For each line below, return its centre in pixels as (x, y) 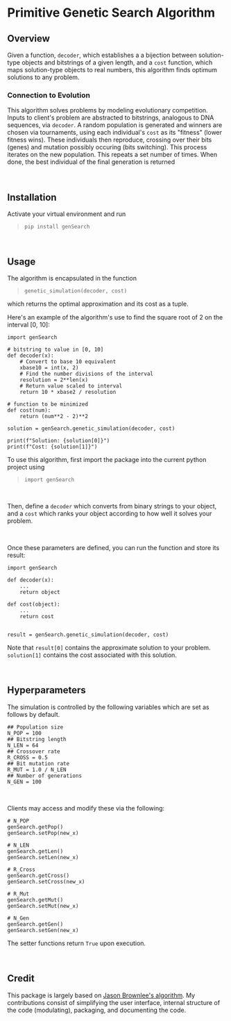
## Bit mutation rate (38, 763)
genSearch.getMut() (35, 900)
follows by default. (34, 714)
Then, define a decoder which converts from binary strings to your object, (112, 506)
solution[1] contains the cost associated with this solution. (92, 655)
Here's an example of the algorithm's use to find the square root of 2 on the (115, 317)
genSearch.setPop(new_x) (43, 833)
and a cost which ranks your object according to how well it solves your (110, 513)
